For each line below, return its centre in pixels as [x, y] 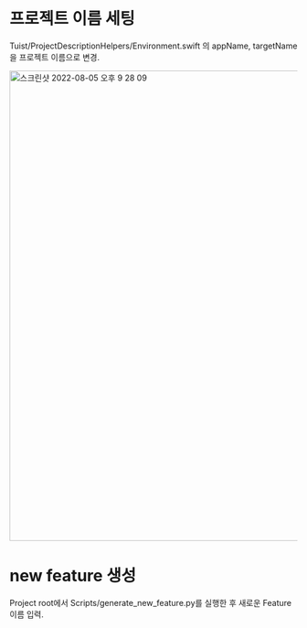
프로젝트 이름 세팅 [72, 19]
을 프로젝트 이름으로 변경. [55, 57]
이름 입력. [26, 614]
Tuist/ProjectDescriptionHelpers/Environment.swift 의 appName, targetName [153, 46]
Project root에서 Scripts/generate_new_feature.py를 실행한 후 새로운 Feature [151, 602]
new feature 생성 [73, 576]
